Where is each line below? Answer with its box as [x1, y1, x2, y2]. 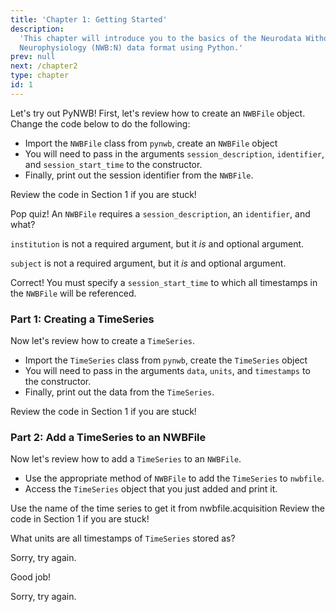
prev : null [10, 52, 56, 62]
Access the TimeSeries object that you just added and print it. [24, 483, 278, 495]
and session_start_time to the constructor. [24, 158, 203, 170]
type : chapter [10, 71, 70, 81]
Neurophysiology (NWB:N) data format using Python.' [19, 42, 244, 53]
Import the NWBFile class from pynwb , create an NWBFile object [24, 137, 278, 149]
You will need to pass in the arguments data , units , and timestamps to [24, 365, 311, 377]
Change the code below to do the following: [10, 117, 191, 130]
